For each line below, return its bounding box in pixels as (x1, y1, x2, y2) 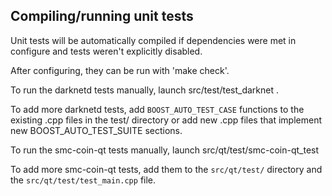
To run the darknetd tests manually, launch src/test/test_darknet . (10, 84, 280, 96)
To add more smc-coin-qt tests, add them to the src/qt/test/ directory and (10, 163, 323, 175)
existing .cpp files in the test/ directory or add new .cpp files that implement (10, 114, 322, 126)
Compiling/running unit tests (10, 8, 194, 25)
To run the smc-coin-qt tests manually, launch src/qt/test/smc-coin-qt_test (10, 144, 320, 156)
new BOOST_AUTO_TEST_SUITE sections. (10, 124, 183, 136)
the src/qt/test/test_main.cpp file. (10, 174, 157, 186)
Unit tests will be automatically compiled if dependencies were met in (10, 34, 297, 46)
